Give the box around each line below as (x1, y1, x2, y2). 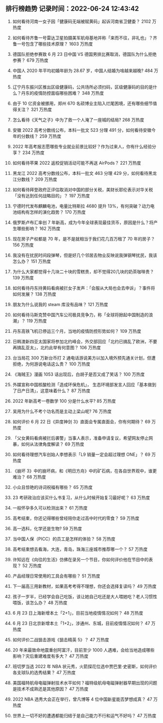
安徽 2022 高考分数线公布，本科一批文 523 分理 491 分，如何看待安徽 (12, 127, 152, 133)
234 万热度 (22, 150, 45, 155)
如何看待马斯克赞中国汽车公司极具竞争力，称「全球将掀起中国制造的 (12, 311, 149, 317)
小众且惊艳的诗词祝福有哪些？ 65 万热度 (12, 484, 93, 490)
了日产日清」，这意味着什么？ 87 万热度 (12, 388, 91, 394)
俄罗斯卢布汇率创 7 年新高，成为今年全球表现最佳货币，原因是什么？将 (12, 219, 154, 225)
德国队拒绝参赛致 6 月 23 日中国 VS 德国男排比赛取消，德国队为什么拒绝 (12, 51, 157, 57)
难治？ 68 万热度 (12, 474, 47, 480)
